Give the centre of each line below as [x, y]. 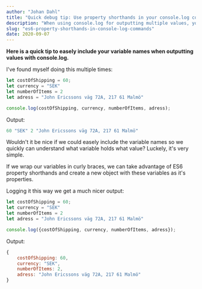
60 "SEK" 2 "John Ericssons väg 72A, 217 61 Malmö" [72, 131]
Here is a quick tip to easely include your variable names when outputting [100, 51]
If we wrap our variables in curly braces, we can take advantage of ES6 [95, 167]
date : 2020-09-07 [28, 34]
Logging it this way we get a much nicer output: [65, 191]
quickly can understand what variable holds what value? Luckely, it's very [97, 149]
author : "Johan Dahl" [33, 12]
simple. [15, 155]
